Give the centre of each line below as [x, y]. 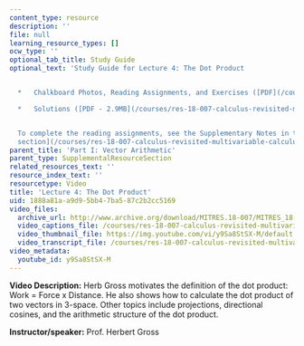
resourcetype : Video [48, 184]
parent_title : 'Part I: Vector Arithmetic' [93, 150]
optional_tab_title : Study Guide [72, 60]
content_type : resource [54, 18]
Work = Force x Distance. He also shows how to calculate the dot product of [152, 294]
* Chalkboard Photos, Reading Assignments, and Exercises [133, 92]
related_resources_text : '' [62, 167]
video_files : [34, 209]
